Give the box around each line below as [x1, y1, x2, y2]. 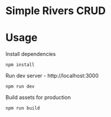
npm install [5, 62, 35, 68]
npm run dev [5, 83, 35, 89]
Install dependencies [5, 51, 56, 58]
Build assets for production [5, 94, 71, 101]
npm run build [5, 105, 41, 111]
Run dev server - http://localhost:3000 [5, 72, 99, 79]
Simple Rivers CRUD [5, 4, 106, 18]
